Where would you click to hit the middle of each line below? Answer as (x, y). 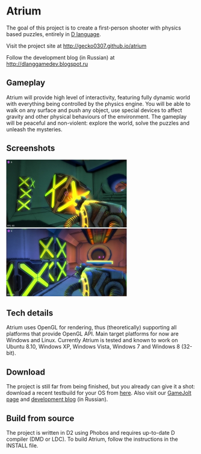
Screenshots (31, 148)
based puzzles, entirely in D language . (54, 34)
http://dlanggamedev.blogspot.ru (47, 64)
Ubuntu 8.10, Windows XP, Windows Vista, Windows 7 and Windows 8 (93, 347)
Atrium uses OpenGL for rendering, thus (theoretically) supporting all (91, 328)
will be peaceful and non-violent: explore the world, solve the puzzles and (98, 123)
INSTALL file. (22, 446)
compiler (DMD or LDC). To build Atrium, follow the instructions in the (92, 439)
